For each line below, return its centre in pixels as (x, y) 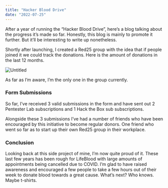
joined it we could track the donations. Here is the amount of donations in (81, 55)
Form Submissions (29, 93)
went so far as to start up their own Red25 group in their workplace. (76, 130)
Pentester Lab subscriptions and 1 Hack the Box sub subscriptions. (75, 109)
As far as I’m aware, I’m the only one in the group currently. (67, 80)
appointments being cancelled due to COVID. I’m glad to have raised (76, 164)
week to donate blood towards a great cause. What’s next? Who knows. (80, 175)
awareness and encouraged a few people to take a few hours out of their (81, 170)
